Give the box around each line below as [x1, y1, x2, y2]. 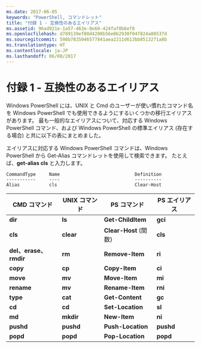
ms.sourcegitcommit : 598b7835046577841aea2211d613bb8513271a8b [6, 36, 167, 42]
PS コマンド [110, 200, 145, 209]
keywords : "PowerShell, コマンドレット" [6, 14, 102, 20]
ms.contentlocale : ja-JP [6, 48, 68, 54]
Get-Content [103, 293, 142, 301]
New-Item [103, 312, 135, 320]
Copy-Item [103, 264, 136, 272]
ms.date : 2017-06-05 [6, 8, 58, 15]
